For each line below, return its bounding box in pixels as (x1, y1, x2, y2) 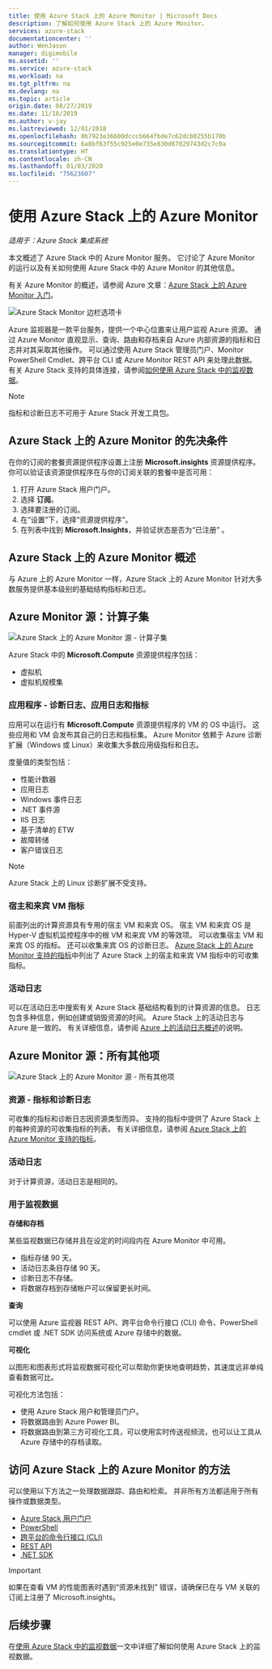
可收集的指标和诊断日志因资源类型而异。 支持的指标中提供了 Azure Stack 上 (8, 1114, 261, 1123)
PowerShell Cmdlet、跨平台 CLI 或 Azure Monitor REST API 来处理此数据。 (8, 355, 257, 364)
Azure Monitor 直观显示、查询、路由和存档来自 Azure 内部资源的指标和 (17, 334, 254, 344)
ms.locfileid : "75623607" (8, 170, 96, 178)
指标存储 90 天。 (19, 1252, 77, 1263)
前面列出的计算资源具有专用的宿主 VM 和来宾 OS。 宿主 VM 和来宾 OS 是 (8, 919, 252, 929)
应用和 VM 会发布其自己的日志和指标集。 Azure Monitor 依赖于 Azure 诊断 (15, 729, 262, 739)
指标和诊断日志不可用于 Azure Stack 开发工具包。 (8, 408, 174, 418)
